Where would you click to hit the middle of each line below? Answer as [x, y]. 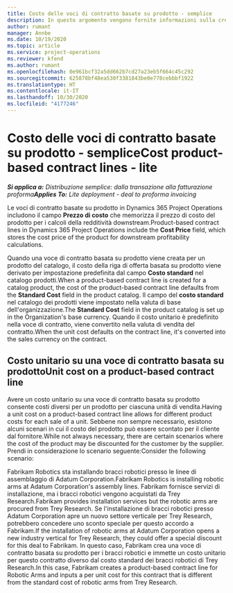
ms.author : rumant [34, 65]
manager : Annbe [29, 33]
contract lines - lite [102, 168]
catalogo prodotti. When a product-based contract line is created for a [107, 280]
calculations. [25, 244]
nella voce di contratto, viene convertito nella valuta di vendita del [101, 324]
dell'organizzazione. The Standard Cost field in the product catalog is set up [115, 309]
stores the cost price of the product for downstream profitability [98, 237]
